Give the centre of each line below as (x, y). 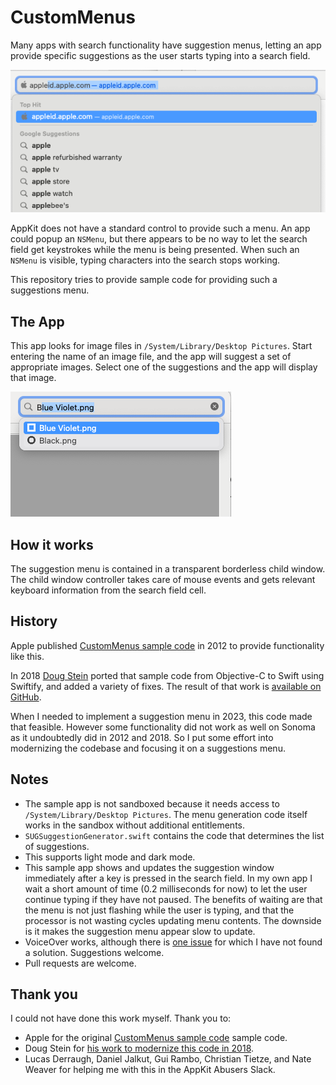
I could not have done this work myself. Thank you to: (121, 1018)
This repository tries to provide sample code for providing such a (144, 280)
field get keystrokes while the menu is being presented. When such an (155, 250)
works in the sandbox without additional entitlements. (134, 825)
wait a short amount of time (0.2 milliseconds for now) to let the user (166, 888)
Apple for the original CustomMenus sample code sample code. (156, 1038)
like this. (27, 656)
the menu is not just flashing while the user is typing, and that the (159, 910)
